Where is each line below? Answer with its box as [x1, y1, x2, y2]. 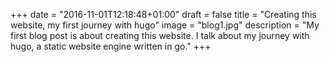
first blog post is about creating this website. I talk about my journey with [10, 30, 310, 41]
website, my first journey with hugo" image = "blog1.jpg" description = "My [10, 19, 320, 31]
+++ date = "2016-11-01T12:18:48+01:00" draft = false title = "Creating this [10, 9, 317, 20]
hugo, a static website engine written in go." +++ [10, 40, 212, 52]
